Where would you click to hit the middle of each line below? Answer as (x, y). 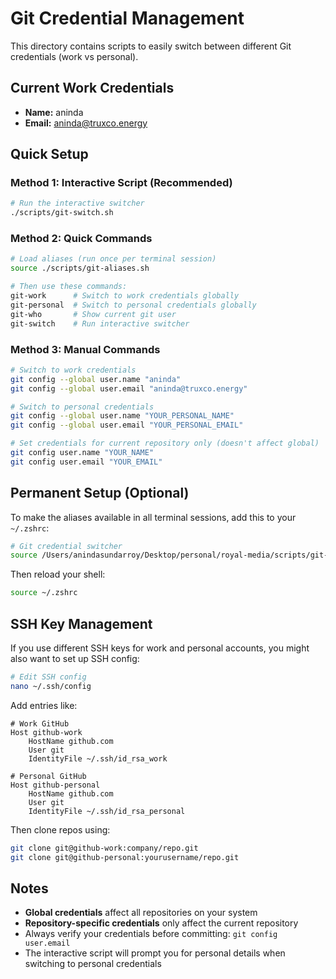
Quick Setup (49, 154)
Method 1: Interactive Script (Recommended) (121, 183)
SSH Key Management (81, 623)
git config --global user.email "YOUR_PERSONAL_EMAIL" (127, 425)
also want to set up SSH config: (75, 659)
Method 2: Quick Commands (81, 239)
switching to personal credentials (93, 964)
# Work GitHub (40, 723)
